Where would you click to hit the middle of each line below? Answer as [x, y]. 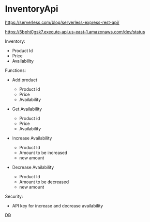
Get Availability [27, 109]
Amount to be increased [43, 153]
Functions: [15, 70]
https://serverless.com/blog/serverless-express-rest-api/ [62, 22]
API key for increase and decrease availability [57, 205]
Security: [14, 196]
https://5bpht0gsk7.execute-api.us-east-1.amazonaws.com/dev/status [75, 32]
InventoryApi [32, 9]
